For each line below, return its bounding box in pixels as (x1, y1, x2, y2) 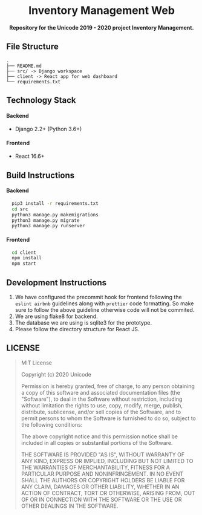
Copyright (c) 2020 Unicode (21, 371, 92, 378)
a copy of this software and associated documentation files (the (21, 389, 180, 396)
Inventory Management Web (28, 4, 175, 18)
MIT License (21, 359, 53, 366)
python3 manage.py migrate (11, 217, 80, 224)
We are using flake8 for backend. (15, 313, 98, 320)
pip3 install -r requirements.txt (11, 200, 99, 206)
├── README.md (6, 63, 42, 69)
